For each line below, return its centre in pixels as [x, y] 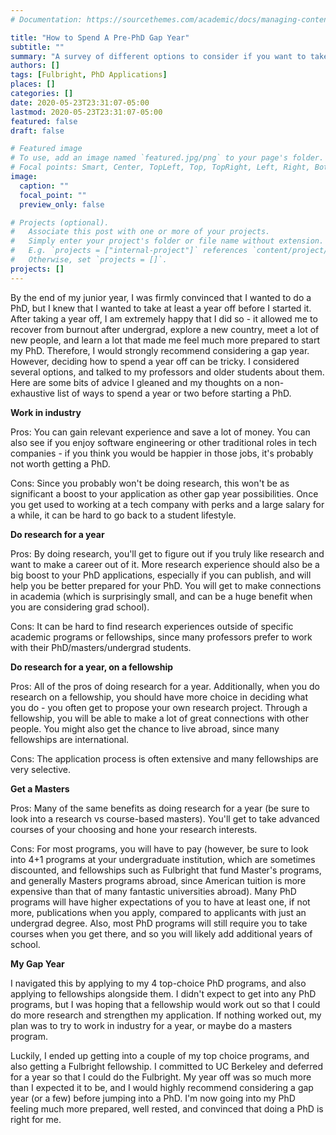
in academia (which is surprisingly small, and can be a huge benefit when [161, 596]
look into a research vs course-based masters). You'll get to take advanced [165, 818]
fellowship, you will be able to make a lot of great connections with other [159, 718]
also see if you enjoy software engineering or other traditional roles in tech [163, 442]
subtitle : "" [37, 47]
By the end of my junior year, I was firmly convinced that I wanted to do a [161, 297]
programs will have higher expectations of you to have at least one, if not [160, 902]
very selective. [40, 769]
